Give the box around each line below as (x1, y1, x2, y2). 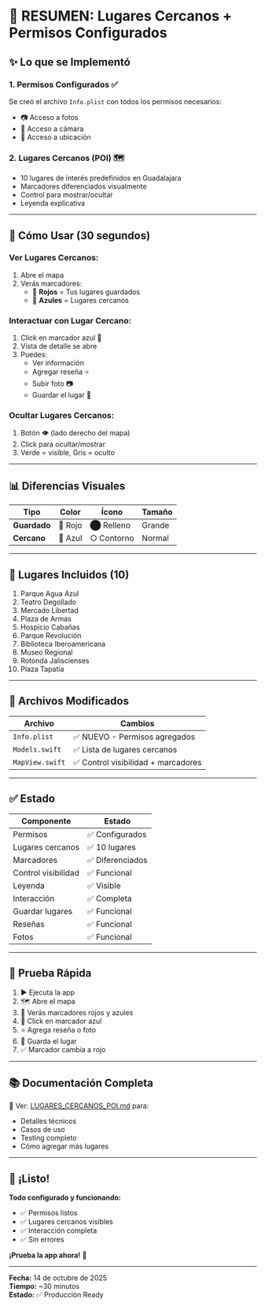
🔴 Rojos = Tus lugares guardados (31, 287, 141, 297)
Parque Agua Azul (20, 589, 79, 599)
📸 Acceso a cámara (20, 124, 84, 133)
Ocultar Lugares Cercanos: (9, 410, 115, 421)
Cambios (120, 718, 155, 729)
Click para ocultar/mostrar (20, 439, 105, 449)
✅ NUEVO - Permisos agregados (72, 731, 196, 742)
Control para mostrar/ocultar (20, 190, 113, 200)
